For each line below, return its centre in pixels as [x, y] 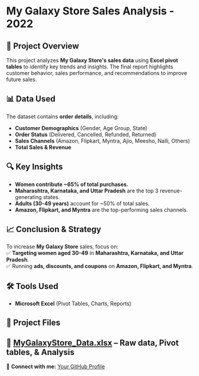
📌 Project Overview [43, 46]
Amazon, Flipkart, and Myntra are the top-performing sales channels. [101, 210]
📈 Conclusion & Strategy [54, 229]
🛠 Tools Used [32, 286]
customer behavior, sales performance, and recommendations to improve [97, 73]
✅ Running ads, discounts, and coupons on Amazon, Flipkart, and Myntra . [99, 266]
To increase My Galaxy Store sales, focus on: [62, 246]
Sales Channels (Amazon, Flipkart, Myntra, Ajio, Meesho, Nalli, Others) [102, 141]
